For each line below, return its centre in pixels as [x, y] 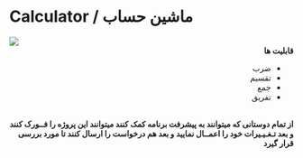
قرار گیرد [278, 143]
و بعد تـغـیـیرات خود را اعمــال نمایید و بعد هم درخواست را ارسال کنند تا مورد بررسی [156, 134]
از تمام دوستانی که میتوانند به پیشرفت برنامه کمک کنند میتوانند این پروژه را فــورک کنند [151, 124]
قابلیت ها [279, 51]
